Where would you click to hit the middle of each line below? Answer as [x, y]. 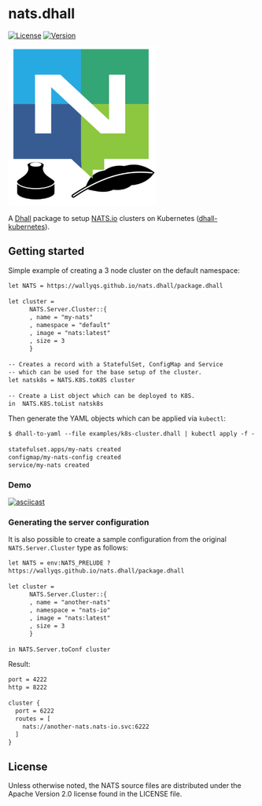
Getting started [46, 251]
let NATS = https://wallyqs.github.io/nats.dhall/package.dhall [116, 285]
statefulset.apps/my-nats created [65, 449]
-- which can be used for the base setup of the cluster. [105, 372]
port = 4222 [28, 680]
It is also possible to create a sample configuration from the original [117, 539]
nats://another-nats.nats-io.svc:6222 [86, 727]
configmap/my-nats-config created [65, 457]
